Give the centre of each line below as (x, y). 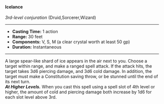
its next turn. (18, 82)
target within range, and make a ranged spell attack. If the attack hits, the (79, 66)
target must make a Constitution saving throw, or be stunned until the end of (82, 77)
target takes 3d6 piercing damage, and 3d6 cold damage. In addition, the (79, 71)
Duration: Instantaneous (37, 47)
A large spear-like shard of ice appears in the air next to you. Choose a (76, 61)
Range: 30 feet (27, 37)
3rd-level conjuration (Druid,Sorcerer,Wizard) (51, 17)
